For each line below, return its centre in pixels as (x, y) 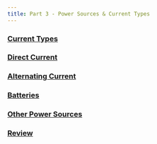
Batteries (23, 95)
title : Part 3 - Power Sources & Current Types (79, 14)
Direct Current (33, 57)
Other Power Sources (45, 114)
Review (20, 133)
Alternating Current (42, 76)
